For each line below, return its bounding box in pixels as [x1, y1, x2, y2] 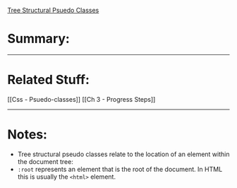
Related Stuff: [7, 72, 90, 88]
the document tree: [17, 157, 74, 165]
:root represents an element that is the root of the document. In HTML [17, 165, 223, 173]
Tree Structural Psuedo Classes [7, 6, 99, 14]
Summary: [7, 31, 71, 47]
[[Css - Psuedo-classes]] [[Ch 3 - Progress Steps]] [7, 95, 156, 103]
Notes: [7, 127, 48, 143]
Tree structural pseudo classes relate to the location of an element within [17, 150, 230, 158]
